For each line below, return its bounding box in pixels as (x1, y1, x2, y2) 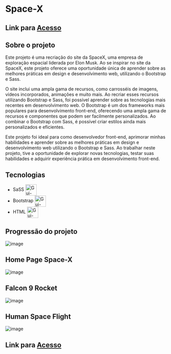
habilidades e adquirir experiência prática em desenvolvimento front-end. (5, 156, 160, 162)
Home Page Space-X (5, 255, 73, 264)
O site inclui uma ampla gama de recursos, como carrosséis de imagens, (5, 86, 158, 92)
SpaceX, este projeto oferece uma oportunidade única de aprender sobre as (5, 65, 166, 72)
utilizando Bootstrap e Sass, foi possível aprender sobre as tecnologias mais (5, 97, 166, 103)
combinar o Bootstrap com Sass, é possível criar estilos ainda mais (5, 119, 146, 125)
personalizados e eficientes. (5, 124, 65, 130)
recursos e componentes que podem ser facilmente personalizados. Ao (5, 113, 156, 119)
